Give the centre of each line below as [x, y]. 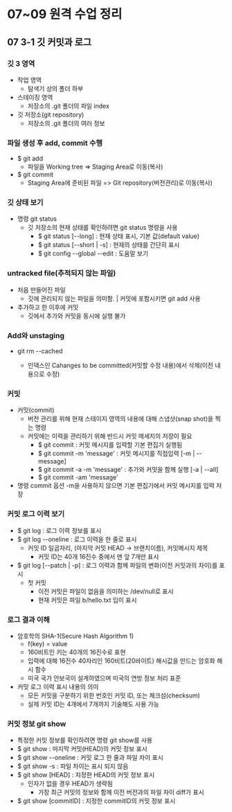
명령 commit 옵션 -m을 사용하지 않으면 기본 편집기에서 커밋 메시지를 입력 [116, 486]
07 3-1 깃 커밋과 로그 [50, 42]
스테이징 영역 [35, 97]
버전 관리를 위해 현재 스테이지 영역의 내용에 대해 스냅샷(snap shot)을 [120, 419]
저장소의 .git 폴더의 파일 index [68, 105]
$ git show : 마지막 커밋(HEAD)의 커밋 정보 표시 [82, 749]
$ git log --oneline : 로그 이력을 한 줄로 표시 [77, 539]
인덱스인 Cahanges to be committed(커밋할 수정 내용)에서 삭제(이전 [120, 366]
